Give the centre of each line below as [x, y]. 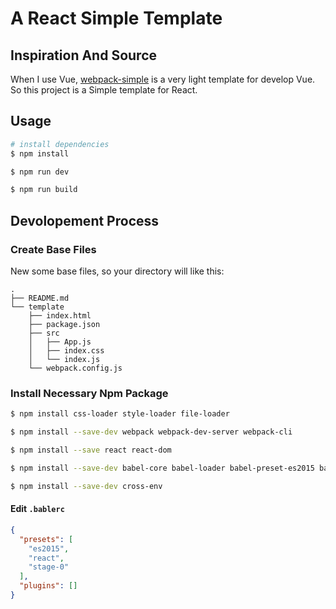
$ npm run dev [40, 172]
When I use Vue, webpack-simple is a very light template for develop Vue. [163, 79]
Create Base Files [53, 249]
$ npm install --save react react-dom [91, 450]
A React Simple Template [116, 18]
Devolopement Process [85, 220]
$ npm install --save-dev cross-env [86, 486]
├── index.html [60, 316]
